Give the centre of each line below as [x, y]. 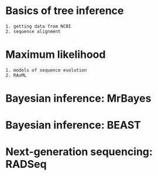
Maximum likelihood [56, 55]
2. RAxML [16, 75]
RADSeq [26, 164]
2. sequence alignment [33, 31]
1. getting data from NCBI [38, 26]
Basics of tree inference [65, 11]
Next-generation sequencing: [79, 152]
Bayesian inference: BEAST [73, 125]
